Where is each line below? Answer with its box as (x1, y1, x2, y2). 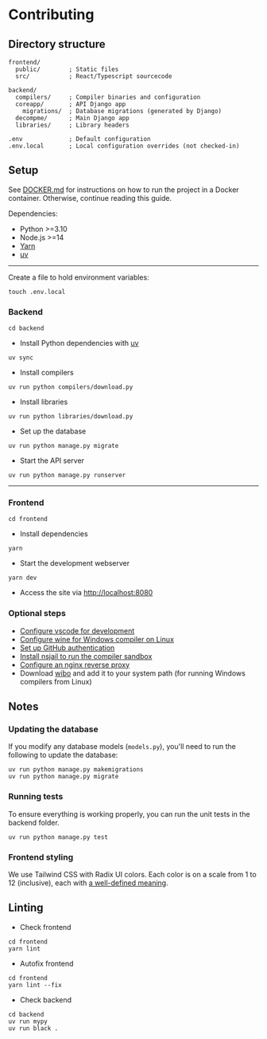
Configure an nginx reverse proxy (19, 660, 130, 669)
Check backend (19, 994, 72, 1005)
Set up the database (19, 426, 87, 436)
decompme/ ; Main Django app (15, 114, 130, 122)
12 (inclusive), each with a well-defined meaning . (8, 878, 168, 888)
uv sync (8, 354, 34, 362)
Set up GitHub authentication (19, 643, 115, 653)
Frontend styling (8, 851, 74, 862)
